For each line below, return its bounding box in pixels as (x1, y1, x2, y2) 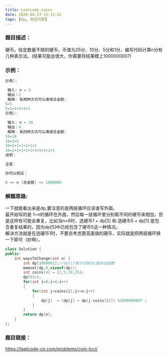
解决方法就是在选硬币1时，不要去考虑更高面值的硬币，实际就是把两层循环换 (5, 230, 161, 236)
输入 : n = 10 (7, 120, 34, 125)
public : (5, 251, 22, 256)
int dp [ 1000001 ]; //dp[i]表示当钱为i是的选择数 (23, 260, 115, 265)
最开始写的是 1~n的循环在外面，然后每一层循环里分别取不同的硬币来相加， (5, 212, 159, 218)
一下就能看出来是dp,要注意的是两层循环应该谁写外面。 (5, 205, 118, 211)
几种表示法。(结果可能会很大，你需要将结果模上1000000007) (5, 53, 132, 59)
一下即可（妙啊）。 (5, 237, 43, 243)
